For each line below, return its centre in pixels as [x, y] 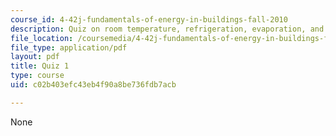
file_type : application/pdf [69, 47]
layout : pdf [35, 57]
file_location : [42, 38]
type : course [37, 76]
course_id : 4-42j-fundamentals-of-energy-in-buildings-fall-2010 [149, 19]
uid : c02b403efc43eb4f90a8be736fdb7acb [93, 85]
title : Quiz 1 [40, 66]
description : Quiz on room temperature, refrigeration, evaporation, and [167, 29]
